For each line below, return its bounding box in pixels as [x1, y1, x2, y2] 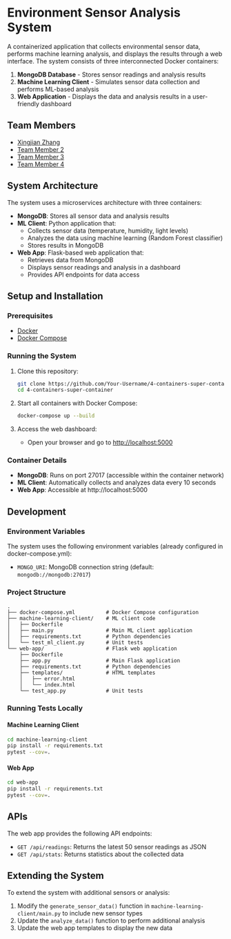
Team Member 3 [17, 152, 64, 161]
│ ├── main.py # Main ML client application [7, 627, 193, 634]
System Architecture [7, 180, 99, 192]
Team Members [7, 119, 76, 132]
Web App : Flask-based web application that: [17, 248, 144, 257]
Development [7, 506, 67, 517]
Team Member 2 [17, 145, 64, 153]
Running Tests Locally [7, 704, 83, 713]
